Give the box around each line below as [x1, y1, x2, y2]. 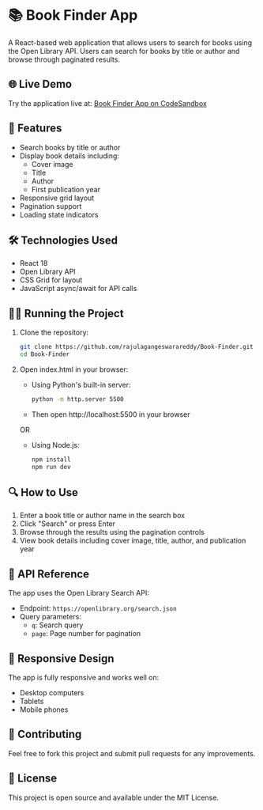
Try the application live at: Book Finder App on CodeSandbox [8, 98, 207, 108]
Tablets [19, 697, 44, 706]
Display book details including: [19, 151, 120, 161]
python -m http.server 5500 [31, 395, 124, 403]
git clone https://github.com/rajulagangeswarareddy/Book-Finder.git [19, 343, 254, 351]
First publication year [31, 184, 101, 194]
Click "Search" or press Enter [19, 519, 116, 528]
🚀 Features [8, 122, 62, 135]
